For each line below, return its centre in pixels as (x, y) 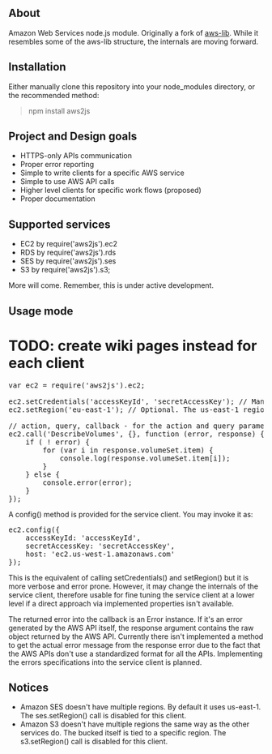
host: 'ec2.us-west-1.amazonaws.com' (100, 554)
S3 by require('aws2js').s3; (65, 270)
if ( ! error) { (58, 442)
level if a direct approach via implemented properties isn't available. (121, 603)
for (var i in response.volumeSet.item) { (128, 450)
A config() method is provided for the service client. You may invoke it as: (131, 514)
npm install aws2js (59, 111)
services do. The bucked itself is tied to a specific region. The (123, 733)
